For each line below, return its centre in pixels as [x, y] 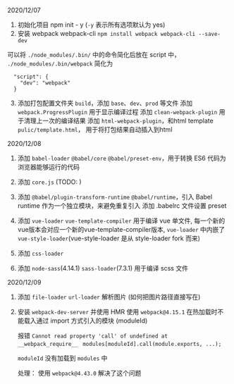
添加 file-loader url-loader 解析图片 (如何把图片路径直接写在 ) [109, 297]
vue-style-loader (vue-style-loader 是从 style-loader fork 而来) [109, 238]
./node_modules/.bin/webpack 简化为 [60, 63]
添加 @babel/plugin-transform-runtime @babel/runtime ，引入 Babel [115, 197]
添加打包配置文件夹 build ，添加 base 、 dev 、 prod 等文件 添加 [105, 103]
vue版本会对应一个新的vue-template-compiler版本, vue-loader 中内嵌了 [121, 229]
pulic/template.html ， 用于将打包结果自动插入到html [95, 129]
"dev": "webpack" [45, 83]
